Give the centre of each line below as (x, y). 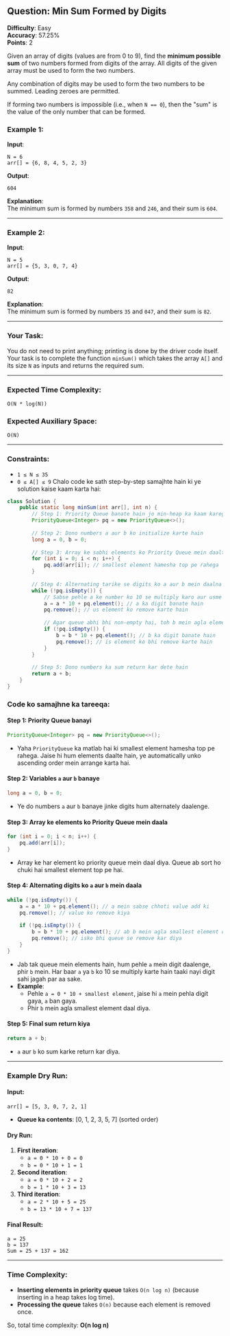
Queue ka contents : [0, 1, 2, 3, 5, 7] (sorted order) (88, 1120)
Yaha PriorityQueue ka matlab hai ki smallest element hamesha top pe (116, 748)
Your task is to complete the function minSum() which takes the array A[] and (115, 358)
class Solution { (32, 501)
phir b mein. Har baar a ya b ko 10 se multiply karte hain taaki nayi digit (116, 971)
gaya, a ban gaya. (52, 1001)
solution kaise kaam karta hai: (59, 489)
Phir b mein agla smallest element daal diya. (89, 1008)
